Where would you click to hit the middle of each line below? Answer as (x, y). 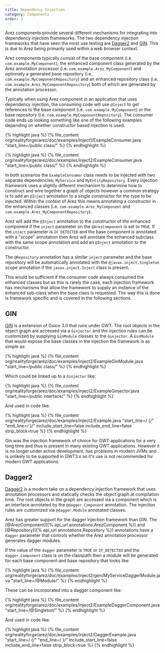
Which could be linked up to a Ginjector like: (50, 376)
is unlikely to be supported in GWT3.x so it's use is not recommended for (79, 457)
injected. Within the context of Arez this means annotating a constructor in (81, 201)
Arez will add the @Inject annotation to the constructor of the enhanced (78, 221)
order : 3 (14, 19)
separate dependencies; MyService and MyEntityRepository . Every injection (81, 180)
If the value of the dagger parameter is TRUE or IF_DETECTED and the (72, 550)
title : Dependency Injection (35, 10)
